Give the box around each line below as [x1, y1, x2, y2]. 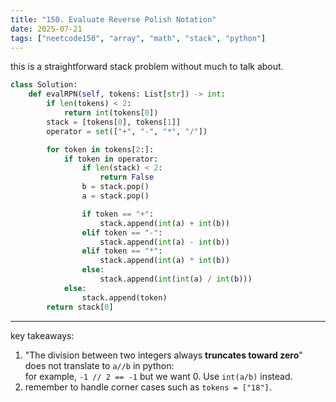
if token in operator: [63, 154, 159, 164]
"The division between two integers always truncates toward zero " [24, 349, 303, 361]
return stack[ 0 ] [46, 302, 114, 312]
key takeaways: [10, 329, 75, 341]
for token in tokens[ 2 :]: [46, 144, 155, 155]
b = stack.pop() [81, 182, 150, 192]
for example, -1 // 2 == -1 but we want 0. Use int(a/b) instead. [24, 370, 293, 382]
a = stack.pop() [81, 191, 150, 201]
